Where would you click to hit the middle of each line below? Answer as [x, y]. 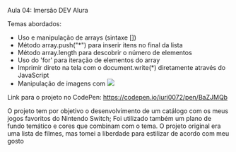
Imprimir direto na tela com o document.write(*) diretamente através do [122, 68]
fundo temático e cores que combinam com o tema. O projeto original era [114, 126]
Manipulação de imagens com [61, 83]
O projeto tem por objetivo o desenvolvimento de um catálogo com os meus [118, 111]
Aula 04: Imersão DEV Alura [48, 10]
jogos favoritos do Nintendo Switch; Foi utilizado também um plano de [110, 118]
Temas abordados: [35, 24]
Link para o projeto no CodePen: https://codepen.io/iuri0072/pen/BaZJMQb [118, 97]
